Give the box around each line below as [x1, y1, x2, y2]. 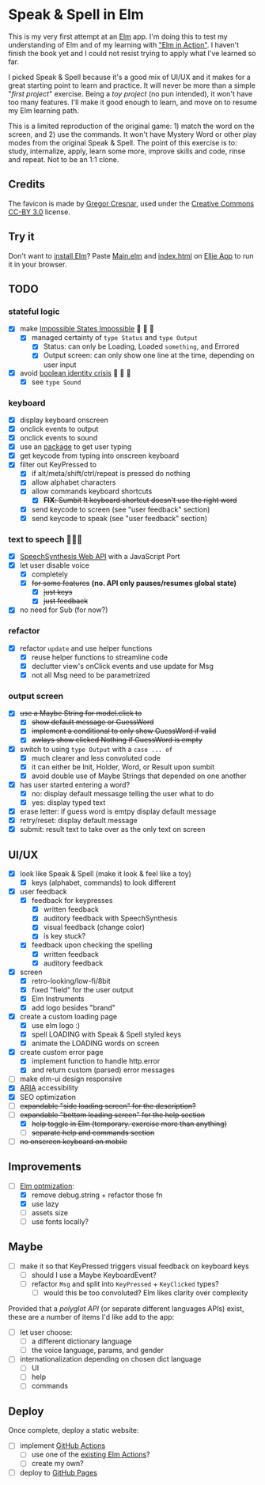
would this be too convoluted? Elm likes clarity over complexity [43, 1288, 248, 1298]
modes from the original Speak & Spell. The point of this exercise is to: [8, 138, 237, 147]
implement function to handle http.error [31, 1056, 161, 1066]
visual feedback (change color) [43, 923, 145, 932]
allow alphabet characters [31, 478, 116, 487]
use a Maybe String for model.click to [19, 708, 142, 718]
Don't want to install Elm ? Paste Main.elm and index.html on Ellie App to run [8, 251, 255, 260]
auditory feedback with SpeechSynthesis [43, 913, 178, 923]
